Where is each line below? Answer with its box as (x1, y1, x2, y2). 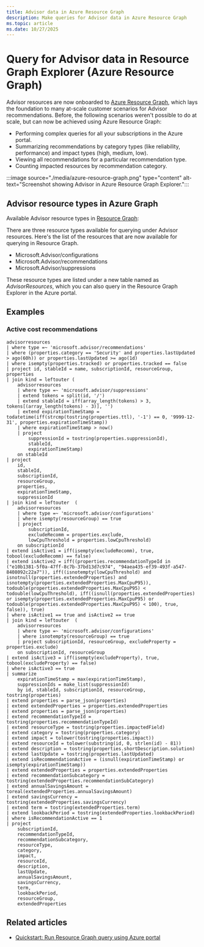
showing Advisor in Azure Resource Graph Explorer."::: (51, 181, 189, 188)
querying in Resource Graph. (6, 240, 79, 246)
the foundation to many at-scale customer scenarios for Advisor (6, 105, 168, 112)
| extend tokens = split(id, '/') (17, 392, 105, 399)
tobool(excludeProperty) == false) (6, 660, 97, 666)
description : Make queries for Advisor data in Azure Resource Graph (6, 15, 188, 21)
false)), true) (6, 606, 45, 613)
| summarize (6, 671, 37, 677)
